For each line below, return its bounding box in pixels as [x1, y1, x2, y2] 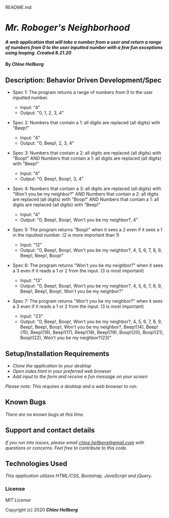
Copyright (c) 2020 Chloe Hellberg [5, 506, 78, 512]
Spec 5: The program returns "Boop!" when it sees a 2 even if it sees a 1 [12, 227, 162, 233]
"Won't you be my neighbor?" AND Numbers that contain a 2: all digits [12, 191, 159, 197]
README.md [5, 5, 32, 10]
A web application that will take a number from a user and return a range [5, 39, 162, 45]
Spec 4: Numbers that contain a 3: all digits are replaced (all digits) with [12, 185, 161, 192]
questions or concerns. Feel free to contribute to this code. [5, 445, 128, 451]
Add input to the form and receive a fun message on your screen [12, 373, 148, 380]
